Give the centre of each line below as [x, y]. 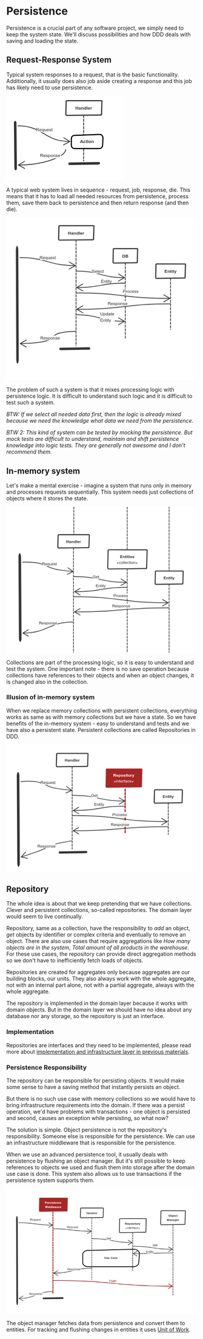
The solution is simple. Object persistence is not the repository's [87, 1130]
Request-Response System [59, 60]
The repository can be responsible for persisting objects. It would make [95, 1080]
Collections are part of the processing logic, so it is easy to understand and [100, 662]
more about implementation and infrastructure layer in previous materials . [98, 1052]
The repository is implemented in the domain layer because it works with [97, 1003]
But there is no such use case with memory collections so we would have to [101, 1098]
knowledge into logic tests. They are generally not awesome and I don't [96, 445]
